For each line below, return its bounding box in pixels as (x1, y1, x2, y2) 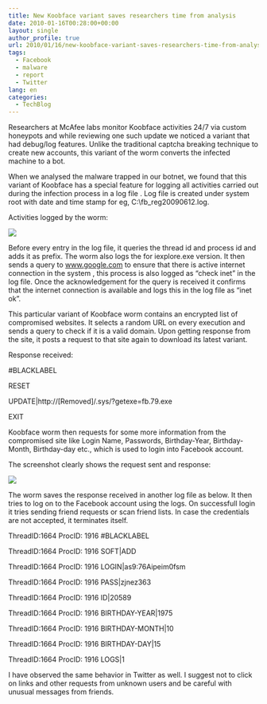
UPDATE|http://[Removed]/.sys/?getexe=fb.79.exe (8, 396, 172, 407)
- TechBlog (15, 100, 52, 108)
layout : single (8, 26, 59, 34)
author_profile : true (8, 33, 80, 42)
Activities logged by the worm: (8, 213, 109, 222)
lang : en (8, 85, 37, 94)
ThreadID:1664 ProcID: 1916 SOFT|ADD (8, 547, 137, 557)
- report (15, 71, 44, 79)
